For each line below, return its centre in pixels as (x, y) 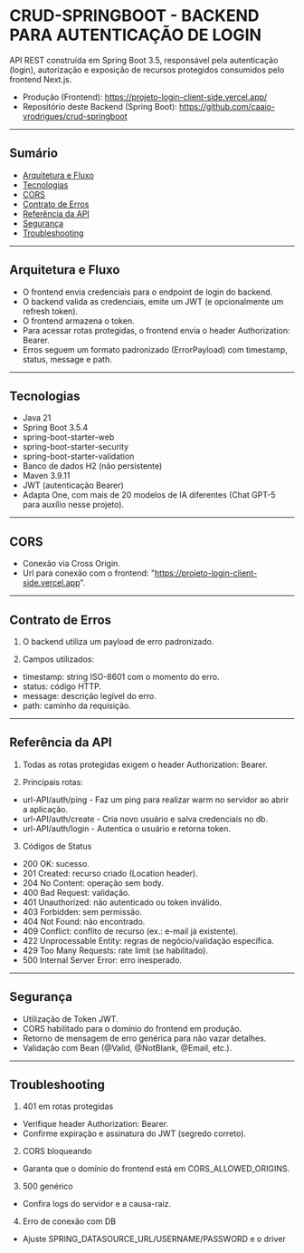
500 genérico (48, 1186)
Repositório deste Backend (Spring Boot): (100, 106)
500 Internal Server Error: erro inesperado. (102, 960)
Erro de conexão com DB (69, 1221)
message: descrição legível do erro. (89, 696)
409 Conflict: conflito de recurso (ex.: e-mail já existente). (130, 931)
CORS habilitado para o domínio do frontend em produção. (132, 1028)
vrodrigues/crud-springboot (75, 116)
